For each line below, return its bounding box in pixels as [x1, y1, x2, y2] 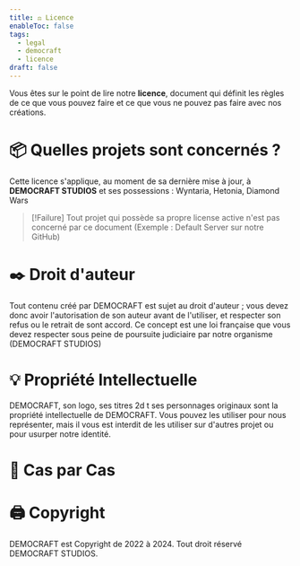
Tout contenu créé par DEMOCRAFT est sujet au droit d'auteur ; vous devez [9, 300, 289, 310]
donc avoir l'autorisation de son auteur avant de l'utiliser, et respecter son [9, 309, 281, 320]
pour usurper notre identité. [9, 428, 112, 440]
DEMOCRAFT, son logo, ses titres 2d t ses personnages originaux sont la [9, 400, 279, 411]
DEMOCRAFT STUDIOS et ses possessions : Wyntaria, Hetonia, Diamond [9, 185, 280, 196]
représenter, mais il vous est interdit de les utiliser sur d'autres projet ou [9, 419, 274, 430]
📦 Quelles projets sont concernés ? [9, 140, 281, 161]
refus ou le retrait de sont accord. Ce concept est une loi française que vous [9, 319, 291, 330]
